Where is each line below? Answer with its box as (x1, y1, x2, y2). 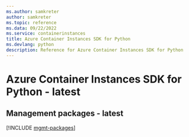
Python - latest (6, 85, 81, 98)
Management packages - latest (6, 109, 124, 119)
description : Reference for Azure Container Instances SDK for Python (6, 47, 184, 53)
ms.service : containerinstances (6, 31, 86, 37)
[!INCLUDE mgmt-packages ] (6, 124, 76, 131)
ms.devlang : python (6, 42, 54, 48)
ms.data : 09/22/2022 (6, 25, 57, 31)
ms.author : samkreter (6, 8, 60, 15)
